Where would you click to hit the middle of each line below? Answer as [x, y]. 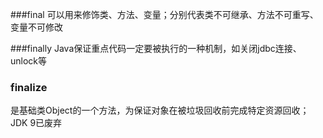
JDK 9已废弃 [36, 123]
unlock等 [29, 61]
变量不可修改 [36, 27]
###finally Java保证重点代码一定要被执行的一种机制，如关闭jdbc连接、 [156, 48]
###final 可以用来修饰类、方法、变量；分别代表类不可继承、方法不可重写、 [164, 14]
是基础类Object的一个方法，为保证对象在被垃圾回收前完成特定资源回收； [160, 110]
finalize [29, 87]
